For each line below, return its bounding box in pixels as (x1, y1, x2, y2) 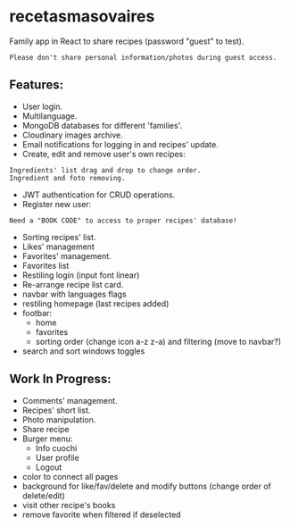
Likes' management (21, 241, 95, 252)
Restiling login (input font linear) (21, 270, 140, 280)
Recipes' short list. (21, 405, 91, 415)
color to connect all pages (21, 471, 119, 481)
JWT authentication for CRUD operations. (21, 189, 176, 200)
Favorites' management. (21, 250, 112, 261)
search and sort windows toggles (21, 346, 145, 356)
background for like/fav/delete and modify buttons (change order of (21, 481, 272, 491)
